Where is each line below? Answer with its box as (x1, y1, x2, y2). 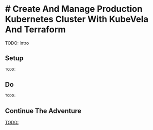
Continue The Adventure (5, 107, 82, 115)
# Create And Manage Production (5, 3, 143, 15)
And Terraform (5, 24, 66, 35)
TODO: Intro (5, 40, 29, 46)
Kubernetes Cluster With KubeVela (5, 14, 149, 25)
